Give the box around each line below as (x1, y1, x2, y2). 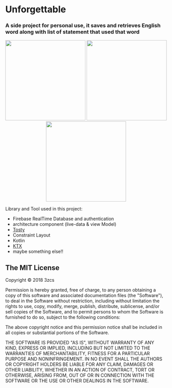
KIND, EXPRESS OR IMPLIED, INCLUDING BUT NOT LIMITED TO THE (5, 345, 150, 351)
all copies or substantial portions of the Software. (5, 329, 109, 336)
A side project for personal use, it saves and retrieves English (5, 22, 161, 29)
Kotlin (12, 238, 25, 244)
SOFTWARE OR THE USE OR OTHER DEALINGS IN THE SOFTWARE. (5, 378, 149, 384)
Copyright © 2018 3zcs (5, 277, 55, 283)
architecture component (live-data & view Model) (12, 221, 117, 227)
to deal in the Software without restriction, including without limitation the (5, 298, 160, 304)
